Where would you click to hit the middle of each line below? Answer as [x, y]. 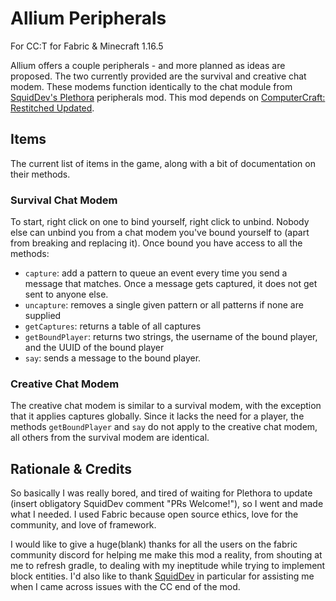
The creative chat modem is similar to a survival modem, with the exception [166, 406]
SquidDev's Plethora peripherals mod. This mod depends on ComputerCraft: [168, 97]
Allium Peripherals [88, 18]
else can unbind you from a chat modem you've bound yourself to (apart [160, 233]
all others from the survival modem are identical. [110, 438]
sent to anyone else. [66, 294]
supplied [43, 316]
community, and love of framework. [83, 525]
